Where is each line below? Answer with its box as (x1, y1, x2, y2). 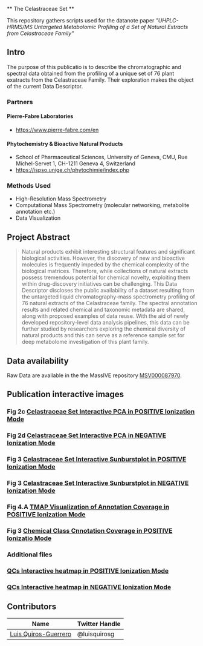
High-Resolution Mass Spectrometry (15, 195, 107, 202)
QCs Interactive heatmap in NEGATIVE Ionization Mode (7, 582, 172, 591)
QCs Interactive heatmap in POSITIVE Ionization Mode (7, 566, 169, 575)
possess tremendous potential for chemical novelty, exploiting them (21, 274, 191, 281)
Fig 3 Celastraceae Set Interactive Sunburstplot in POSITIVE (7, 455, 187, 464)
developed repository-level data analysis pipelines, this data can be (21, 319, 190, 326)
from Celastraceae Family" (7, 30, 74, 37)
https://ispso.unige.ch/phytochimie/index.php (15, 166, 129, 174)
